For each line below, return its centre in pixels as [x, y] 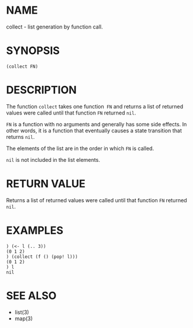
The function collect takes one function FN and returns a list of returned [95, 106]
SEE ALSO [31, 296]
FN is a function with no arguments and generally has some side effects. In [96, 124]
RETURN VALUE [46, 184]
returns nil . [20, 136]
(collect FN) [22, 66]
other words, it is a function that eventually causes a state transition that [94, 130]
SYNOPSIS [33, 51]
